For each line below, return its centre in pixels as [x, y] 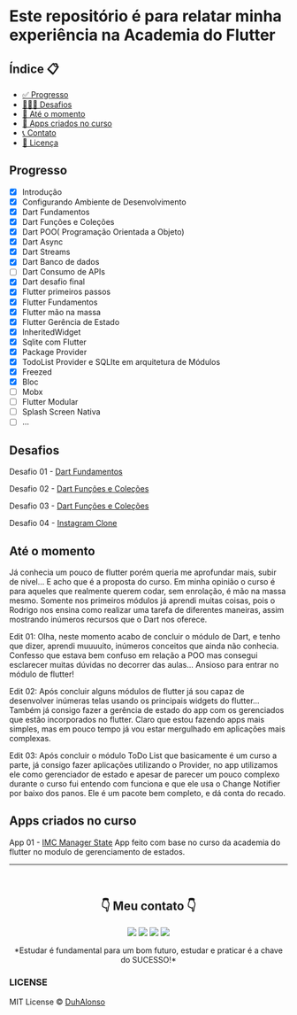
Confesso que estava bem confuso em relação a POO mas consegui [133, 655]
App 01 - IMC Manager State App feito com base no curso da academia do [145, 842]
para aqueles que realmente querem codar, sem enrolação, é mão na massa [148, 591]
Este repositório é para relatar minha [146, 16]
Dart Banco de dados [61, 262]
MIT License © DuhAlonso [57, 1002]
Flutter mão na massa [61, 312]
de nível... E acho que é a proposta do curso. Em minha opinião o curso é [142, 581]
